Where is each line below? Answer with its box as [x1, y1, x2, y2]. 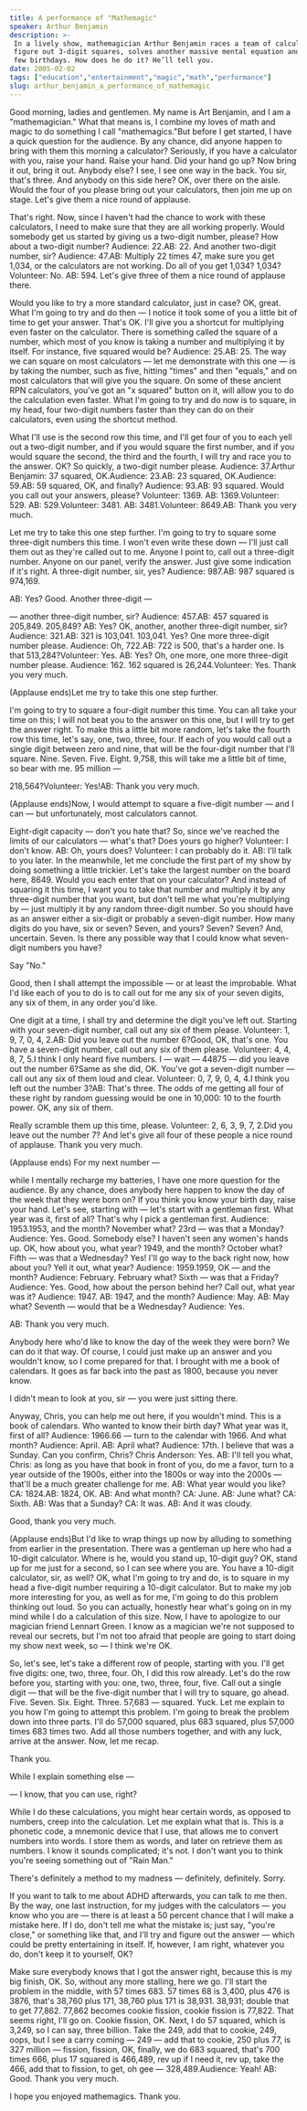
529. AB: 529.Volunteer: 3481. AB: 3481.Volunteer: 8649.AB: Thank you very [9, 499, 297, 510]
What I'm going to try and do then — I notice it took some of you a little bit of [9, 307, 298, 318]
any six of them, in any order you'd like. [9, 997, 158, 1008]
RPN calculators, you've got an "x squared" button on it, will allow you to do [9, 385, 294, 396]
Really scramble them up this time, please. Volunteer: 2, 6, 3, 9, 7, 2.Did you [9, 1119, 293, 1130]
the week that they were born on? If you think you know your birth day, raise [9, 1193, 296, 1204]
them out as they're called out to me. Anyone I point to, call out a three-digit [9, 546, 294, 557]
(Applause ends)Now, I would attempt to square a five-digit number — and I [9, 798, 294, 809]
